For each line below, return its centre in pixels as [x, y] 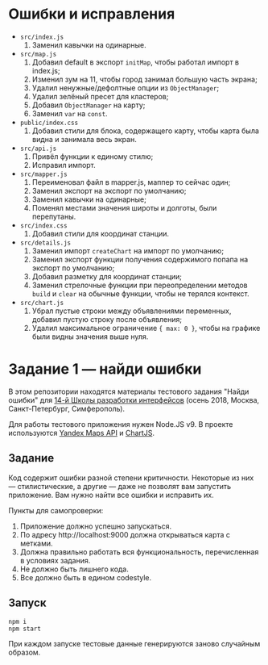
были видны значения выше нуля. [90, 337]
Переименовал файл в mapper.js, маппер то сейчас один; [131, 182]
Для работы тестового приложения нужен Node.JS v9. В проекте [121, 424]
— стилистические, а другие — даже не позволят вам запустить [120, 486]
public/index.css [49, 123]
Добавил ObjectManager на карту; [89, 105]
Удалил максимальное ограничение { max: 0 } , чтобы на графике [146, 328]
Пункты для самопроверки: [56, 510]
